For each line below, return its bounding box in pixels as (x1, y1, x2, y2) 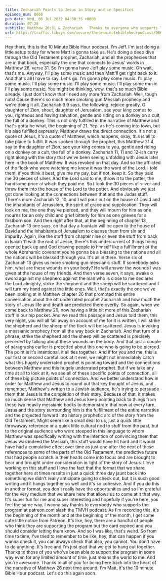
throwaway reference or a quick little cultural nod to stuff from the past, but (5, 423, 159, 428)
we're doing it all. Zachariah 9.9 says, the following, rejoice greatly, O (5, 102, 146, 107)
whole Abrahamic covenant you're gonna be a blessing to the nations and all (5, 249, 161, 255)
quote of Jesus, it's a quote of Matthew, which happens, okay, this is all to (5, 133, 156, 139)
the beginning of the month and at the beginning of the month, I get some (5, 512, 155, 518)
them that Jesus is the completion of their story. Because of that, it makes (5, 391, 156, 397)
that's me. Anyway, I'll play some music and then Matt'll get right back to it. (5, 70, 158, 76)
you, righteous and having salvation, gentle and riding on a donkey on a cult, (5, 112, 161, 118)
